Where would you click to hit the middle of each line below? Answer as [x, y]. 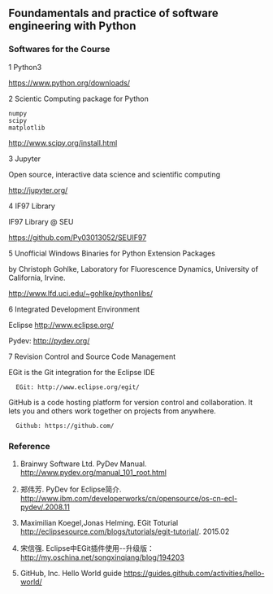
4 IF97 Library [32, 206]
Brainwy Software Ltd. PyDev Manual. [83, 464]
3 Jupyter [25, 159]
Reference [29, 446]
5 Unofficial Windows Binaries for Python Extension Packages [112, 253]
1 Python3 [25, 67]
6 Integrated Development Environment [74, 309]
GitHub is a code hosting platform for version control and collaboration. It [131, 402]
